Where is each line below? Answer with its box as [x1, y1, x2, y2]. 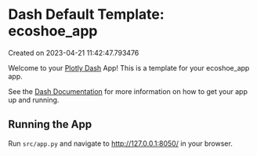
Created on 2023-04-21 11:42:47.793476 [8, 48, 139, 57]
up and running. [8, 95, 60, 104]
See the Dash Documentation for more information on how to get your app [8, 86, 248, 96]
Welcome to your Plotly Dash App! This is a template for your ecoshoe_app [8, 63, 250, 72]
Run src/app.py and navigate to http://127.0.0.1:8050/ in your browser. [8, 139, 233, 148]
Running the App [8, 118, 92, 131]
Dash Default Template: [8, 5, 165, 24]
